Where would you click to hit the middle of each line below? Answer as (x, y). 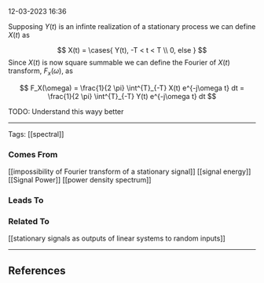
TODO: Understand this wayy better (66, 111)
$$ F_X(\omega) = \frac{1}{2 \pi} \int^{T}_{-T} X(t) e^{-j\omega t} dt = (132, 88)
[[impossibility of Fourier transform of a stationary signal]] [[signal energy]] (130, 171)
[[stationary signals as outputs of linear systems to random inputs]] (117, 238)
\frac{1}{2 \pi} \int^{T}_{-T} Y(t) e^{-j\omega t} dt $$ (132, 96)
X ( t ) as (19, 35)
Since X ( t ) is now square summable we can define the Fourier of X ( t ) (119, 62)
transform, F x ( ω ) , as (40, 72)
